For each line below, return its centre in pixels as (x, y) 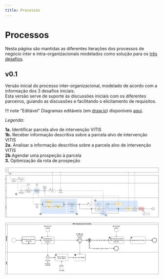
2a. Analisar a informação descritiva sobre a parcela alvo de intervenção (78, 145)
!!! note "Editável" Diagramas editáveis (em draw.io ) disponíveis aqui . (74, 111)
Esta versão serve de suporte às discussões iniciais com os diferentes (76, 96)
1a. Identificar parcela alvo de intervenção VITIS (53, 130)
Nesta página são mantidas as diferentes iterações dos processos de (75, 48)
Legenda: (15, 120)
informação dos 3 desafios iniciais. (40, 91)
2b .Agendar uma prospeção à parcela (43, 155)
